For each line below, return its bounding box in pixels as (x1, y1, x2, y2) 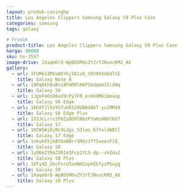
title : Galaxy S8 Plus (17, 155, 75, 161)
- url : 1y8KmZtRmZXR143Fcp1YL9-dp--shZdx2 (12, 149, 121, 155)
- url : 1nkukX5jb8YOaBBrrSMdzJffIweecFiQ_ (12, 138, 121, 144)
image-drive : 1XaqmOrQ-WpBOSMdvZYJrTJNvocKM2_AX (6, 59, 131, 66)
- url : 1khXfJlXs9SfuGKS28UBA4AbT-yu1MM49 (12, 104, 121, 110)
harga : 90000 (6, 48, 39, 55)
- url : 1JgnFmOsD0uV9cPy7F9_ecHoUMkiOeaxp (12, 93, 121, 100)
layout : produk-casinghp (6, 8, 69, 15)
